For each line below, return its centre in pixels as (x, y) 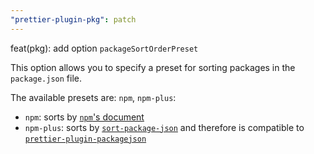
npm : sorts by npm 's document (84, 117)
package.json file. (46, 78)
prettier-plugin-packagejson (85, 139)
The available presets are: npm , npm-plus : (93, 97)
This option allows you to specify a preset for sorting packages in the (153, 67)
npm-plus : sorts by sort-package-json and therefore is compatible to (164, 127)
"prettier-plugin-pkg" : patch (73, 19)
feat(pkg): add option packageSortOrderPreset (104, 48)
